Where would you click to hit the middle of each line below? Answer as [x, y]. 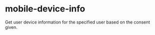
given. [11, 27]
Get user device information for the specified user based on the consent [77, 22]
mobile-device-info [45, 9]
